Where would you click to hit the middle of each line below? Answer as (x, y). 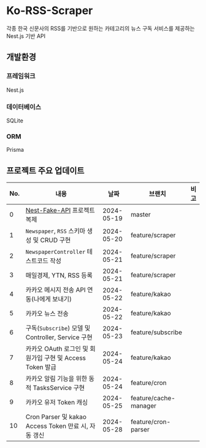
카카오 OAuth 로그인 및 (57, 349)
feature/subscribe (157, 332)
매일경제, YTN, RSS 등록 (59, 275)
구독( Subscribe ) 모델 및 (58, 328)
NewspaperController (55, 252)
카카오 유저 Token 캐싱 (57, 403)
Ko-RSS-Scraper (50, 11)
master (141, 215)
